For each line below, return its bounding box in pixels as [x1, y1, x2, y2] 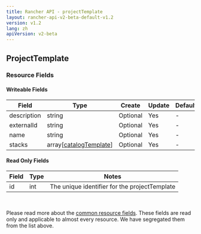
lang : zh [6, 25, 28, 32]
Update [148, 101, 170, 110]
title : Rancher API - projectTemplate [6, 8, 103, 15]
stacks [9, 140, 28, 148]
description [9, 111, 41, 120]
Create [120, 101, 141, 110]
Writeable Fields [6, 86, 48, 93]
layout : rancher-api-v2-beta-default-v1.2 [6, 14, 114, 20]
